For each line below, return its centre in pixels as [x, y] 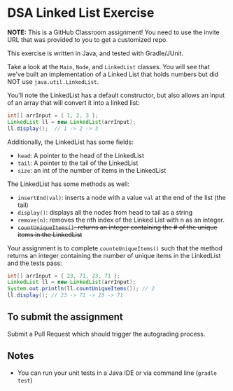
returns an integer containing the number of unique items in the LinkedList [114, 255]
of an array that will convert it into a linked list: [73, 102]
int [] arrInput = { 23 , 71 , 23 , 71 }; [64, 276]
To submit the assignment [65, 317]
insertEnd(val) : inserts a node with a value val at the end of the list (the [121, 197]
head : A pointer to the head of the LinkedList [81, 155]
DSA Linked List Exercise [81, 13]
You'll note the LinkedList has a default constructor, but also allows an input [116, 95]
